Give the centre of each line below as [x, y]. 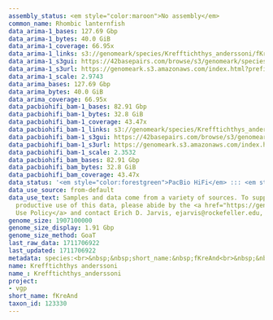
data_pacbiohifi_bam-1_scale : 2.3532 [72, 152]
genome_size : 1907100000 [50, 221]
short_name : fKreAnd [43, 296]
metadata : [25, 258]
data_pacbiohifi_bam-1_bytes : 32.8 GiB [76, 115]
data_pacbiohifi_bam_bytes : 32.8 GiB [72, 168]
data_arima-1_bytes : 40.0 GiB [60, 39]
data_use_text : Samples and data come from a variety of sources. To [129, 197]
